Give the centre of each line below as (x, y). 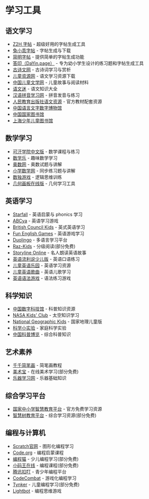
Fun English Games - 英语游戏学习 (49, 233)
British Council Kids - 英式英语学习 (49, 227)
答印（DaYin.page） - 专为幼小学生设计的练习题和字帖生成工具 (78, 63)
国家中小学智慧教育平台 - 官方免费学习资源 (57, 409)
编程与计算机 (25, 433)
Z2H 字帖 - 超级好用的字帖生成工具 (49, 44)
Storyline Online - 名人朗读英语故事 (49, 253)
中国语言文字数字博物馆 (37, 108)
